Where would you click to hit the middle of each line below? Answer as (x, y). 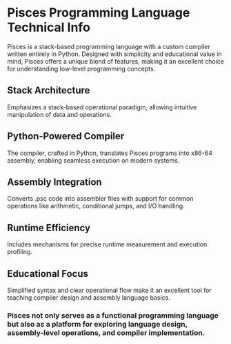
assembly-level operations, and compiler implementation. (106, 332)
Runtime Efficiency (49, 227)
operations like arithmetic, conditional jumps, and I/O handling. (96, 206)
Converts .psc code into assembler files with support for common (100, 199)
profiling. (20, 252)
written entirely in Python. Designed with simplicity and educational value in (114, 54)
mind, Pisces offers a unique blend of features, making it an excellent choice (115, 61)
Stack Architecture (49, 90)
